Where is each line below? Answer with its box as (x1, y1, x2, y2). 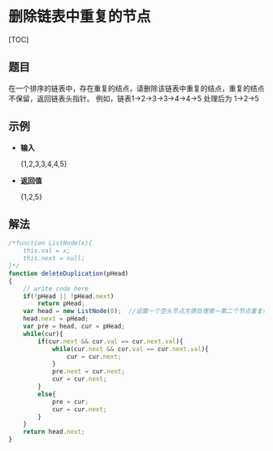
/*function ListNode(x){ (8, 239, 93, 247)
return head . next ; (23, 427, 85, 436)
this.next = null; (23, 255, 85, 263)
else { (37, 390, 57, 398)
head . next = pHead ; (23, 315, 89, 323)
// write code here (23, 285, 89, 293)
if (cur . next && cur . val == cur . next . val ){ (37, 337, 184, 346)
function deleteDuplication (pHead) (8, 269, 129, 277)
